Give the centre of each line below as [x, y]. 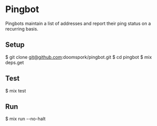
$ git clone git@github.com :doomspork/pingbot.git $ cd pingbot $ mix [79, 57]
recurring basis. [22, 28]
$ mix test [16, 90]
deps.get [15, 62]
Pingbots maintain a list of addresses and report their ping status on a [78, 23]
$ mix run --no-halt [25, 119]
